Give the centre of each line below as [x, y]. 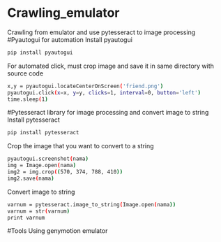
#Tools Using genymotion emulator [58, 231]
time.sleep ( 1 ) [28, 99]
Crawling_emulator [63, 13]
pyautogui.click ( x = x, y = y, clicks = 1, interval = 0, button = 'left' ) [104, 92]
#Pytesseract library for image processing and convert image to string [108, 113]
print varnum [26, 218]
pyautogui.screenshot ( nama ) [48, 159]
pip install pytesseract [43, 133]
